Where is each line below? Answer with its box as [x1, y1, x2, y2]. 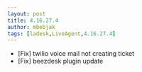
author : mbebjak [7, 23, 55, 30]
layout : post [7, 10, 46, 18]
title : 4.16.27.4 [7, 17, 59, 24]
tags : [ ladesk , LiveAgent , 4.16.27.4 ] [7, 30, 116, 37]
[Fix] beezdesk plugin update [17, 57, 104, 66]
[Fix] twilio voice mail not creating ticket [17, 49, 135, 58]
